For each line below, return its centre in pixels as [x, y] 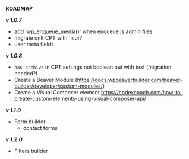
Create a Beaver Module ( [46, 80]
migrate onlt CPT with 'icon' [48, 38]
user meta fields [34, 44]
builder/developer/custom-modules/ [59, 86]
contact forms [40, 128]
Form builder [30, 122]
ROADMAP [19, 9]
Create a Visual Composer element [57, 92]
